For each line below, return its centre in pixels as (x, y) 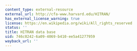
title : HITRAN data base (30, 32)
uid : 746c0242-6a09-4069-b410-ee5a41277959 (50, 37)
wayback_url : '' (22, 41)
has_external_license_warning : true (42, 18)
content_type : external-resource (39, 9)
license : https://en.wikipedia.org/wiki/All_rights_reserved (69, 23)
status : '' (16, 28)
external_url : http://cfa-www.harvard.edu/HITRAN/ (58, 14)
